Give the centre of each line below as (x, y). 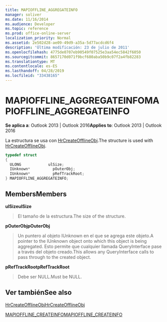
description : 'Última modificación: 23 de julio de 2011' (67, 47)
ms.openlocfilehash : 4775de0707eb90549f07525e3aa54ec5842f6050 (73, 52)
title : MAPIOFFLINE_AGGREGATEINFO (42, 10)
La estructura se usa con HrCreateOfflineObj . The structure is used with (79, 140)
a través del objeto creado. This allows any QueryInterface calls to (86, 252)
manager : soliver (23, 15)
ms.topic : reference (27, 29)
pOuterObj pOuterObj (28, 226)
